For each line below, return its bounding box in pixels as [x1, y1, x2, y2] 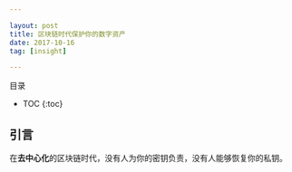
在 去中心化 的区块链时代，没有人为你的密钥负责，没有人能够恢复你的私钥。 [9, 153, 287, 164]
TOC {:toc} [22, 99, 63, 110]
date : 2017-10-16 [9, 38, 75, 47]
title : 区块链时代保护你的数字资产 [9, 29, 126, 39]
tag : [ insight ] [9, 46, 67, 55]
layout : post [9, 21, 59, 30]
